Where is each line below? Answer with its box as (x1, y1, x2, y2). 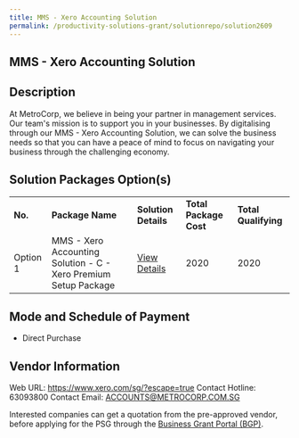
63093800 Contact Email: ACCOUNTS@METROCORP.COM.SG (9, 392, 240, 402)
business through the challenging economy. (9, 146, 170, 157)
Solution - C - (51, 256, 111, 269)
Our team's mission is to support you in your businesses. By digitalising (9, 118, 271, 128)
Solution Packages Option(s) (9, 172, 172, 187)
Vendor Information (9, 359, 120, 374)
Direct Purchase (21, 333, 82, 343)
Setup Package (51, 278, 116, 291)
